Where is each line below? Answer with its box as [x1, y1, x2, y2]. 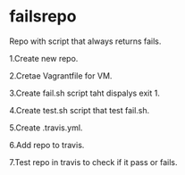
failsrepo [9, 6, 77, 27]
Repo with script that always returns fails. [9, 36, 162, 46]
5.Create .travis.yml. [9, 122, 83, 133]
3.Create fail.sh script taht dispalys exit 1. [9, 87, 161, 98]
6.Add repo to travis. [9, 139, 85, 150]
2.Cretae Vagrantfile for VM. [9, 70, 113, 81]
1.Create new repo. [9, 53, 79, 63]
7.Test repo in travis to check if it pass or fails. [9, 156, 178, 167]
